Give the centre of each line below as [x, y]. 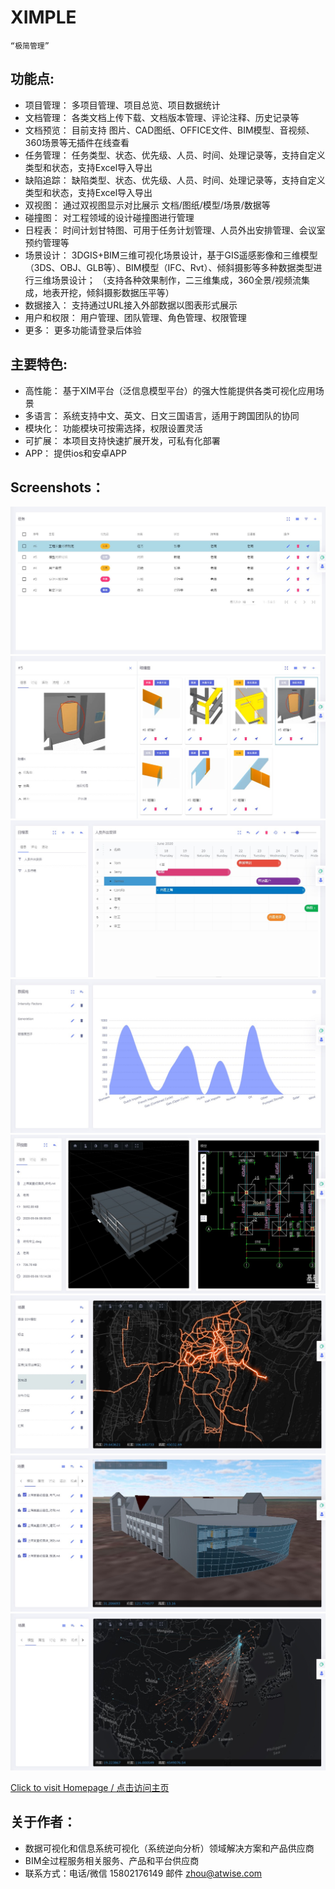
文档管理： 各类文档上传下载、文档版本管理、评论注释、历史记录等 [162, 117]
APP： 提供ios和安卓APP [75, 453]
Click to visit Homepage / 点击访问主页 [90, 1787]
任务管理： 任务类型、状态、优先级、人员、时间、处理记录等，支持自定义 [175, 155]
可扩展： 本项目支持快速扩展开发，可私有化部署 [122, 440]
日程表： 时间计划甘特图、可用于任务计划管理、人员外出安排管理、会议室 [175, 230]
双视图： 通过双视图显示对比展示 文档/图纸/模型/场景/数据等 [147, 205]
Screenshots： [57, 487]
